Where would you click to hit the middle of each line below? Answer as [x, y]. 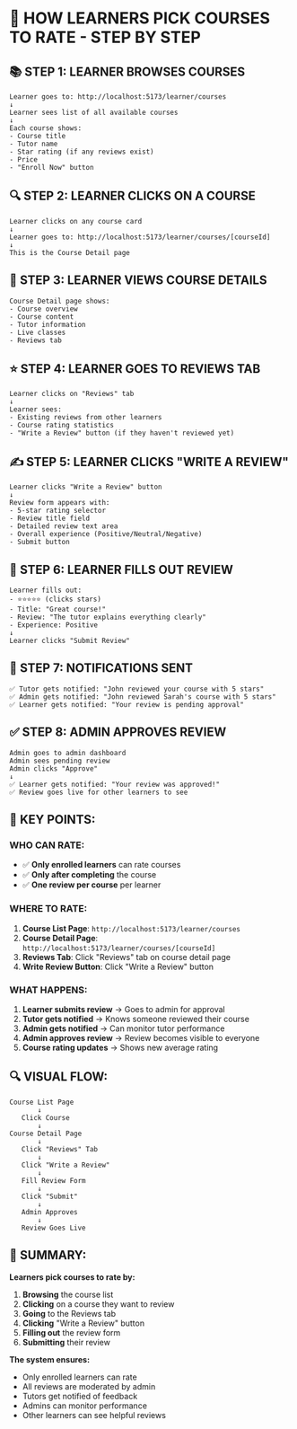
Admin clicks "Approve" [54, 768]
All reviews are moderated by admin [89, 1386]
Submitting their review [66, 1342]
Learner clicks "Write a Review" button [86, 487]
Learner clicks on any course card [76, 221]
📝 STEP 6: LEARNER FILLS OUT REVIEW [121, 569]
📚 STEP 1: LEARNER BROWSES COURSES [127, 71]
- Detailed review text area [64, 526]
